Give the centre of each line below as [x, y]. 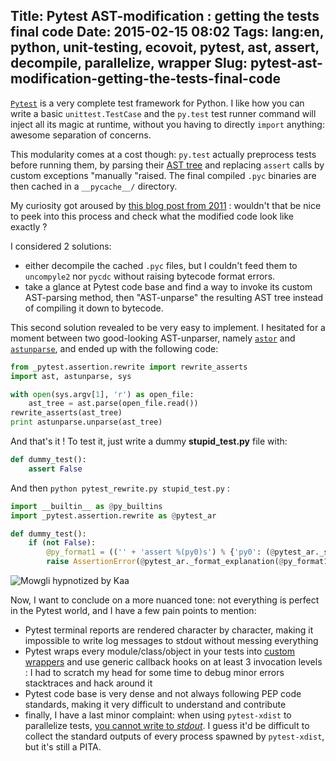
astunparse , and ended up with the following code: [114, 348]
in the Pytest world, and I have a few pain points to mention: [133, 611]
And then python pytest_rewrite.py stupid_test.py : [120, 488]
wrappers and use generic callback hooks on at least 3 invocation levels [173, 662]
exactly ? [29, 226]
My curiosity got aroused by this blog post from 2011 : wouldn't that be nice [166, 205]
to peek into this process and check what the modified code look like [152, 216]
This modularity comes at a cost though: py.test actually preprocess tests [163, 154]
